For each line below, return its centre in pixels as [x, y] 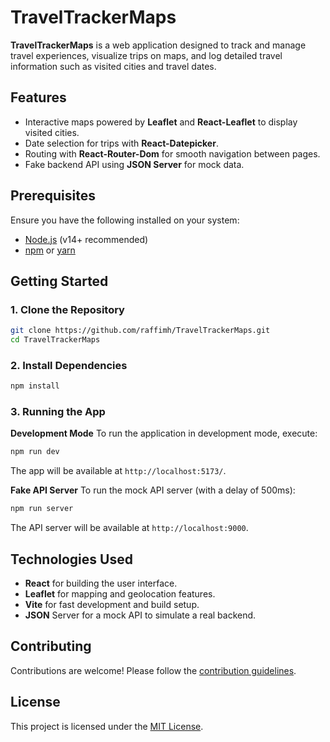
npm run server [42, 509]
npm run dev [35, 452]
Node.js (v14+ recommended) [86, 239]
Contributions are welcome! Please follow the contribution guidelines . [153, 670]
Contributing [51, 646]
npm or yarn [50, 250]
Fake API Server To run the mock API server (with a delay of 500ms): [153, 490]
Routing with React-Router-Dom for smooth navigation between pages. [172, 153]
